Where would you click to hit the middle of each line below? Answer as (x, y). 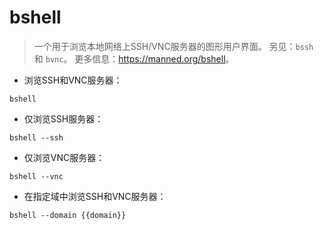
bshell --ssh (36, 137)
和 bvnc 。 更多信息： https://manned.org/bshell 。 (134, 58)
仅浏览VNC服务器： (64, 157)
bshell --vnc (36, 176)
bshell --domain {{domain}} (68, 215)
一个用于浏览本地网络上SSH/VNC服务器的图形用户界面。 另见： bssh (173, 46)
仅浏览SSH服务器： (63, 118)
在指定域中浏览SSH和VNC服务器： (95, 196)
